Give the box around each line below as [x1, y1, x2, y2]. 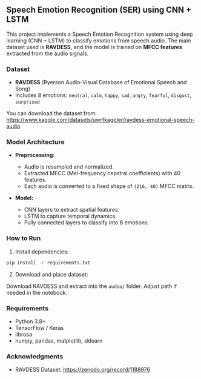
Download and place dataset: [15, 270, 88, 278]
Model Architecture [6, 138, 65, 146]
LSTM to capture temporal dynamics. [24, 212, 117, 220]
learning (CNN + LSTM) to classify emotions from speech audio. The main [6, 36, 191, 44]
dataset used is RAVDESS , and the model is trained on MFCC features [6, 43, 183, 50]
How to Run [6, 234, 41, 243]
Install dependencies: [15, 248, 69, 255]
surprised [15, 99, 41, 106]
